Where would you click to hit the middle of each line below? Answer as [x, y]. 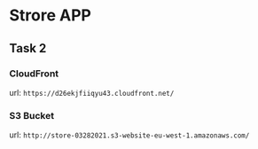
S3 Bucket [32, 115]
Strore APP [50, 16]
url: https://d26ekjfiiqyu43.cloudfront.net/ [92, 92]
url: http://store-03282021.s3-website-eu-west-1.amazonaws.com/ [129, 135]
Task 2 [28, 48]
